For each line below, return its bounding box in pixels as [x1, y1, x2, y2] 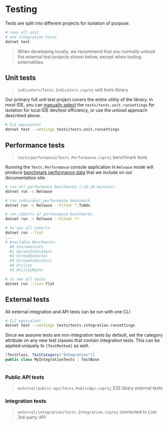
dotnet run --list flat [5, 281, 55, 286]
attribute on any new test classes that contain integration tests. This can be [5, 338, 160, 344]
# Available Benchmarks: [5, 240, 57, 245]
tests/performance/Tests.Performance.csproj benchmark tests [17, 154, 147, 160]
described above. [5, 113, 41, 119]
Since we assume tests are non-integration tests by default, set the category [5, 332, 163, 338]
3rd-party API [17, 414, 46, 420]
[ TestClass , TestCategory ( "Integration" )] [5, 353, 95, 358]
